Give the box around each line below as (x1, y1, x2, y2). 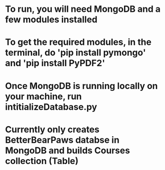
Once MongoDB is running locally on (5, 80, 158, 91)
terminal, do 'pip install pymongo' (5, 47, 146, 58)
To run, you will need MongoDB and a (5, 3, 161, 15)
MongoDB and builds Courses (5, 145, 130, 156)
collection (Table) (5, 155, 79, 167)
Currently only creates (5, 124, 100, 135)
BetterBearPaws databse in (5, 134, 120, 145)
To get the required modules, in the (5, 37, 152, 48)
